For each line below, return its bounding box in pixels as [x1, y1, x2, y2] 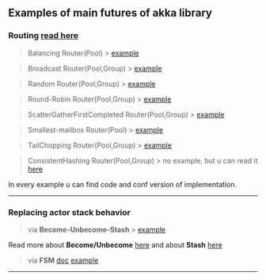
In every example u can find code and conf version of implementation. [8, 179, 237, 189]
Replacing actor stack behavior [8, 206, 131, 217]
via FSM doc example [27, 255, 99, 265]
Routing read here [8, 30, 79, 41]
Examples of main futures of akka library [8, 6, 212, 20]
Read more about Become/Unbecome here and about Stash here [8, 240, 223, 249]
